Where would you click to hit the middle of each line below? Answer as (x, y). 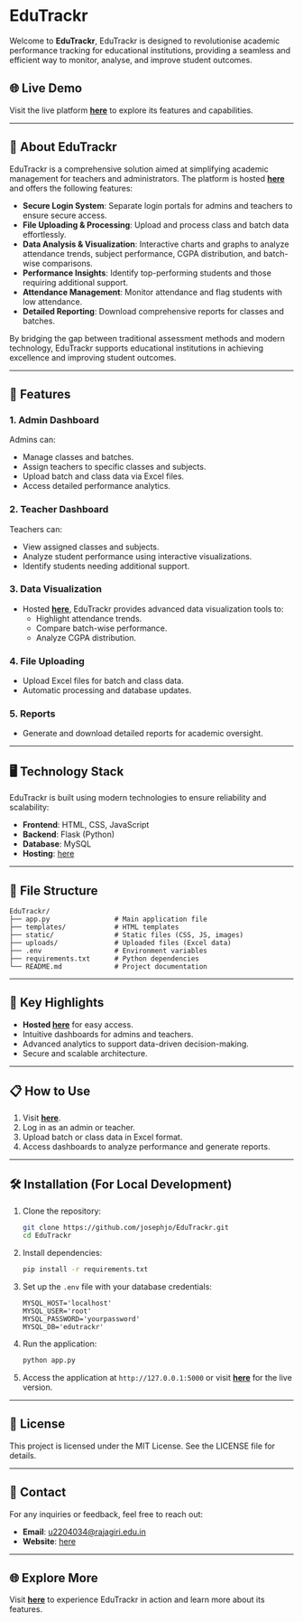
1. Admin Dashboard (54, 419)
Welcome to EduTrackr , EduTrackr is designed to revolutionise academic (145, 41)
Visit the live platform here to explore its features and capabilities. (132, 110)
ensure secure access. (64, 215)
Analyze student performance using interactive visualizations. (137, 556)
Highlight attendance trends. (89, 618)
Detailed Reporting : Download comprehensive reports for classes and (153, 311)
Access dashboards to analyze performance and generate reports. (146, 1146)
